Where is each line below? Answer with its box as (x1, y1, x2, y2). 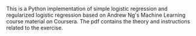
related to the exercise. (6, 24, 63, 31)
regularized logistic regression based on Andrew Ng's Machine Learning (6, 11, 186, 19)
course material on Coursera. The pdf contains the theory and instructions (6, 18, 191, 25)
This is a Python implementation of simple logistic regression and (6, 5, 168, 12)
